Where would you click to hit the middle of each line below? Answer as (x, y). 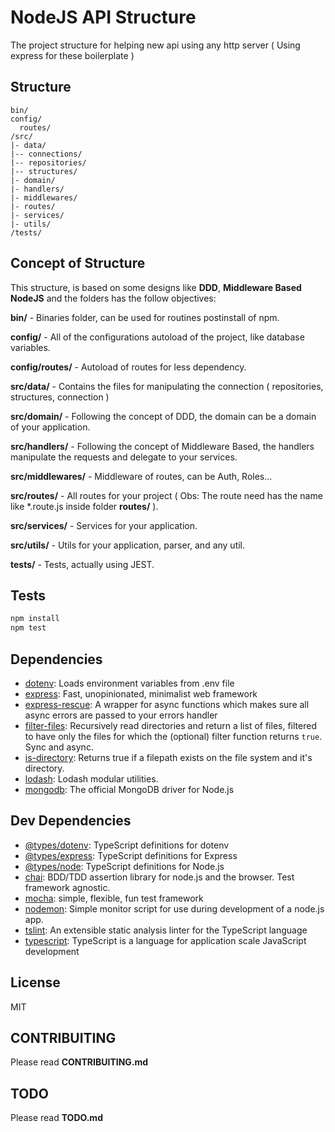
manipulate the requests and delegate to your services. (124, 457)
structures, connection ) (60, 397)
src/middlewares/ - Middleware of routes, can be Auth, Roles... (141, 476)
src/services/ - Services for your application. (104, 525)
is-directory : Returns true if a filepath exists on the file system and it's (168, 757)
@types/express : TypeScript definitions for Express (131, 855)
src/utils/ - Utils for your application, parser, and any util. (128, 545)
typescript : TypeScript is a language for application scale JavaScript (165, 940)
